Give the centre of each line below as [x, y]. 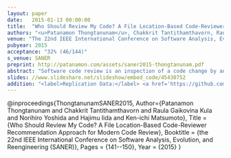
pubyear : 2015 [27, 45]
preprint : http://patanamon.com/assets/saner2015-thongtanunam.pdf [106, 65]
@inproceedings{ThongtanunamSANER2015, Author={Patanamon [100, 103]
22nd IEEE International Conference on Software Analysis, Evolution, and [110, 140]
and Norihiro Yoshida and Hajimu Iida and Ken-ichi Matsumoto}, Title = [107, 118]
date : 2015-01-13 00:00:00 [49, 20]
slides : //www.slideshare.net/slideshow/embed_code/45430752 [97, 77]
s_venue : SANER [29, 58]
